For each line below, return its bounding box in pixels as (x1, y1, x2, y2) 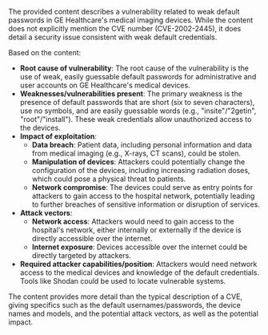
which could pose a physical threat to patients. (31, 174, 186, 184)
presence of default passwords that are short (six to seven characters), (19, 98, 255, 107)
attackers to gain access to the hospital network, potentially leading (31, 192, 255, 200)
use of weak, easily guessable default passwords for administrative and (19, 72, 257, 81)
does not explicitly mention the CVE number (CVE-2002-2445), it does (8, 24, 242, 33)
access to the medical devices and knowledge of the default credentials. (19, 268, 260, 277)
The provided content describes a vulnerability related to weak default (8, 7, 240, 16)
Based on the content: (8, 48, 82, 57)
